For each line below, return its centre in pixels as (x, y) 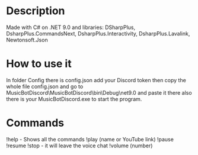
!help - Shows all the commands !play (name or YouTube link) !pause (90, 139)
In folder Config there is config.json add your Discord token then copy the (96, 80)
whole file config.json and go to (45, 86)
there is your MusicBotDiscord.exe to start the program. (74, 99)
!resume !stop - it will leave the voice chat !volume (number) (79, 146)
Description (36, 11)
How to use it (39, 64)
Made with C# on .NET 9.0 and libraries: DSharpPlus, (71, 27)
